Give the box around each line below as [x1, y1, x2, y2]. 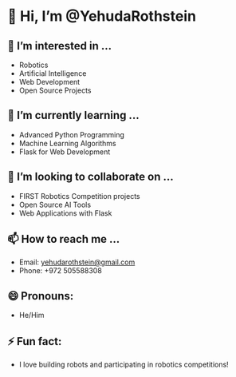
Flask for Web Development [18, 147, 111, 157]
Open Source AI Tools [18, 200, 92, 209]
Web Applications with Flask [18, 208, 112, 218]
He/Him [18, 311, 45, 320]
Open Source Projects [18, 85, 92, 95]
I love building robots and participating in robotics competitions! [18, 359, 229, 370]
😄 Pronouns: [7, 289, 74, 303]
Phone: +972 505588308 [18, 266, 103, 276]
